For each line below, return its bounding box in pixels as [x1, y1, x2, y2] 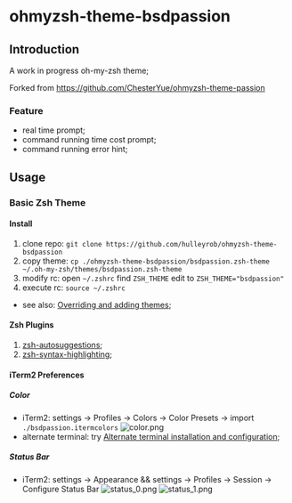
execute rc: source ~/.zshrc [21, 282, 126, 293]
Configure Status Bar [21, 483, 100, 494]
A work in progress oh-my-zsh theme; [9, 65, 150, 76]
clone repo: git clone [21, 238, 102, 248]
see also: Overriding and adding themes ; [21, 299, 172, 310]
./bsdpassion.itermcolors [21, 423, 118, 433]
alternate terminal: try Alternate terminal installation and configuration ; [21, 431, 280, 442]
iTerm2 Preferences [9, 369, 85, 380]
